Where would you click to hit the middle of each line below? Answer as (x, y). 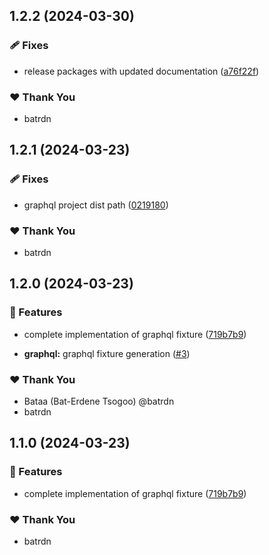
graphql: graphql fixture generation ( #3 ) (107, 353)
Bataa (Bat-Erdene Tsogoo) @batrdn (99, 401)
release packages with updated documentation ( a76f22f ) (141, 71)
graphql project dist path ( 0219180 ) (96, 205)
